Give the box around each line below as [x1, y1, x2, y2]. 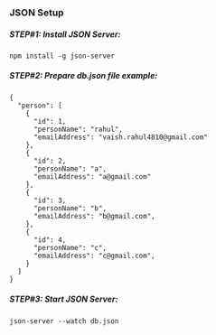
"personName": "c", [33, 243, 107, 252]
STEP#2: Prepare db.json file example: [9, 70, 158, 81]
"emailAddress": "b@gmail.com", [33, 211, 155, 220]
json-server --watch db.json [9, 316, 119, 326]
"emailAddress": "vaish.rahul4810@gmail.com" [33, 133, 208, 142]
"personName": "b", [33, 203, 107, 213]
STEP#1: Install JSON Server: [9, 29, 121, 40]
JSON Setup [9, 6, 65, 19]
